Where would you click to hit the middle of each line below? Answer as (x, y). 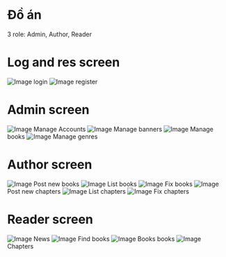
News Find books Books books (104, 239)
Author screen (50, 164)
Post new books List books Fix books (113, 184)
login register (66, 81)
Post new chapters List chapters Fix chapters (98, 191)
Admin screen (48, 110)
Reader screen (50, 219)
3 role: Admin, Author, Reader (50, 34)
